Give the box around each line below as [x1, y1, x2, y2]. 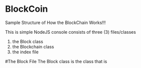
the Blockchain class [12, 44, 54, 49]
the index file [12, 49, 39, 55]
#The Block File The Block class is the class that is [5, 58, 107, 64]
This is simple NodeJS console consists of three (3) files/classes [5, 29, 136, 35]
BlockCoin [5, 3, 48, 15]
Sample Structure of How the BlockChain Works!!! [5, 20, 106, 25]
